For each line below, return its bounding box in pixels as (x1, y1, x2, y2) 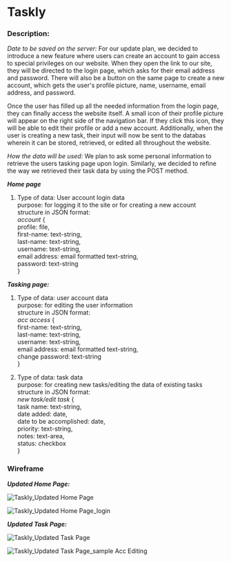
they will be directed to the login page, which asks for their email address (7, 66, 215, 75)
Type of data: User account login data (17, 194, 125, 202)
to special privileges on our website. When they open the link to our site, (7, 59, 212, 68)
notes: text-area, (17, 432, 65, 440)
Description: (7, 29, 50, 39)
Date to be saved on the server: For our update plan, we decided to (7, 44, 199, 53)
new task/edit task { (17, 395, 74, 404)
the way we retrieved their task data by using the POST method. (7, 167, 189, 175)
